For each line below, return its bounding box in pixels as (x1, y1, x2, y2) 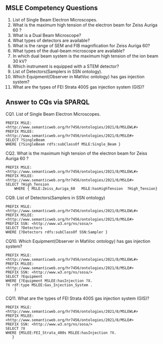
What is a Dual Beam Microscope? (12, 32, 81, 38)
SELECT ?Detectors (5, 225, 43, 230)
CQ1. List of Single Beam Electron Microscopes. (5, 111, 101, 117)
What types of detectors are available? (12, 37, 90, 43)
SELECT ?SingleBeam (5, 137, 45, 143)
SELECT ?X (5, 326, 26, 331)
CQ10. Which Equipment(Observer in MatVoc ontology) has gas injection (5, 238, 151, 244)
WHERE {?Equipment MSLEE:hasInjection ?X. (5, 278, 93, 283)
